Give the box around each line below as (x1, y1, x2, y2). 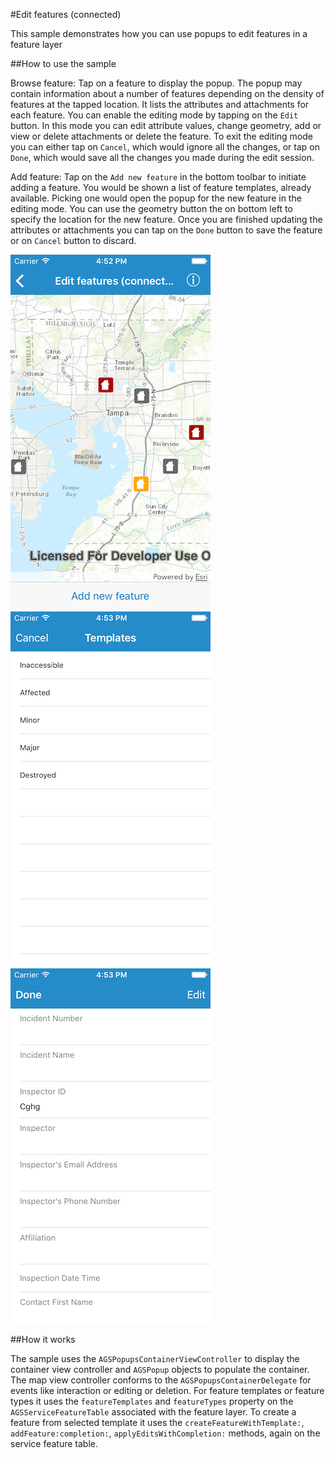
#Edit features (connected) (10, 9, 122, 20)
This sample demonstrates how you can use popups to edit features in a (10, 28, 308, 39)
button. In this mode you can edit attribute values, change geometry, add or (10, 120, 322, 131)
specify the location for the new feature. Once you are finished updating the (10, 214, 323, 225)
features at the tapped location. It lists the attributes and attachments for (10, 99, 310, 110)
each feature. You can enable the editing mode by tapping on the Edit (10, 109, 299, 121)
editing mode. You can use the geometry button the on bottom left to (10, 203, 293, 214)
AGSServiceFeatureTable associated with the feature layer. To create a (10, 1406, 297, 1418)
